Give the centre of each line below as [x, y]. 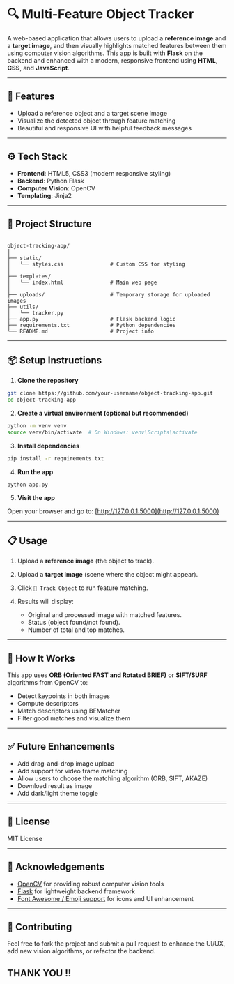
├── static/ [24, 258]
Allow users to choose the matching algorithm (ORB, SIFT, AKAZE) [112, 778]
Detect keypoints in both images [63, 696]
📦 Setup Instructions [55, 360]
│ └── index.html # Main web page [82, 283]
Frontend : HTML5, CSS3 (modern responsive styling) [94, 173]
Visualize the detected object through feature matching [96, 121]
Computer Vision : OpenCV [56, 188]
